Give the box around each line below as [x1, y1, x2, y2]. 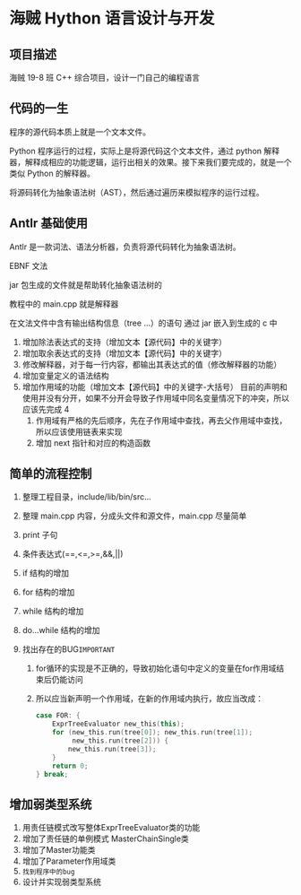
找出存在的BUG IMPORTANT [21, 644, 116, 655]
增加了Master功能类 [21, 845, 96, 856]
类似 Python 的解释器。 [9, 168, 96, 178]
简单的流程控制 [9, 466, 92, 482]
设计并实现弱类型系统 [21, 876, 101, 888]
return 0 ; [52, 761, 89, 770]
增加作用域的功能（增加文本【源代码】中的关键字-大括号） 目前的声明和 [21, 381, 288, 392]
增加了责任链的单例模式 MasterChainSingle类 [21, 833, 190, 844]
